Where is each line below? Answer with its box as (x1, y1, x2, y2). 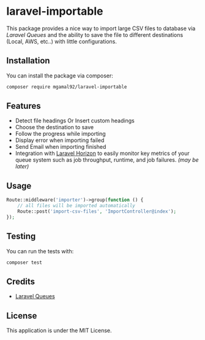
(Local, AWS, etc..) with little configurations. (6, 38, 117, 45)
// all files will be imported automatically (17, 203, 136, 209)
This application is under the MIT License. (6, 327, 112, 334)
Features (6, 101, 41, 111)
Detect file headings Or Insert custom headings (15, 117, 135, 124)
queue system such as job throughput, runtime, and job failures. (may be (15, 156, 199, 164)
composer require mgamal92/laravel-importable (6, 84, 127, 90)
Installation (6, 55, 50, 66)
